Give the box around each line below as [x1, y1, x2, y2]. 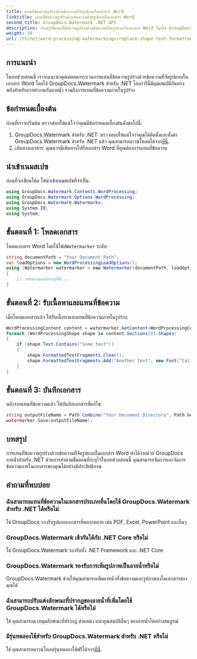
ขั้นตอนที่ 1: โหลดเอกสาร [6, 227, 78, 237]
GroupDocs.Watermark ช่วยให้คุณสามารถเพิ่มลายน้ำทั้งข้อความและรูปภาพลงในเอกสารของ [6, 575, 188, 582]
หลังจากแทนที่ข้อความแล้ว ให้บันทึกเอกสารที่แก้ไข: [6, 400, 103, 408]
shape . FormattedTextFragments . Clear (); [27, 353, 125, 359]
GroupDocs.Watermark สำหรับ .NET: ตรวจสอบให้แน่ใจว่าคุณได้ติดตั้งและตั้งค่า [14, 131, 178, 138]
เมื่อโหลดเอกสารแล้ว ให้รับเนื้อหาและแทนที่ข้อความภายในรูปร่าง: [6, 313, 129, 320]
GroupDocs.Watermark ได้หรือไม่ [6, 604, 96, 612]
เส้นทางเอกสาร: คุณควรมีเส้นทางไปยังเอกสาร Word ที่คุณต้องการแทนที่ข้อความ [14, 144, 167, 151]
